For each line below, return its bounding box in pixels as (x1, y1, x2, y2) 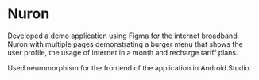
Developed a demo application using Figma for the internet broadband (7, 31, 238, 40)
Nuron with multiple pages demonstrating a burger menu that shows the (7, 39, 243, 48)
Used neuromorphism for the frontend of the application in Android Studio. (7, 63, 252, 72)
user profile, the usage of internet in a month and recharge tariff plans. (7, 48, 238, 57)
